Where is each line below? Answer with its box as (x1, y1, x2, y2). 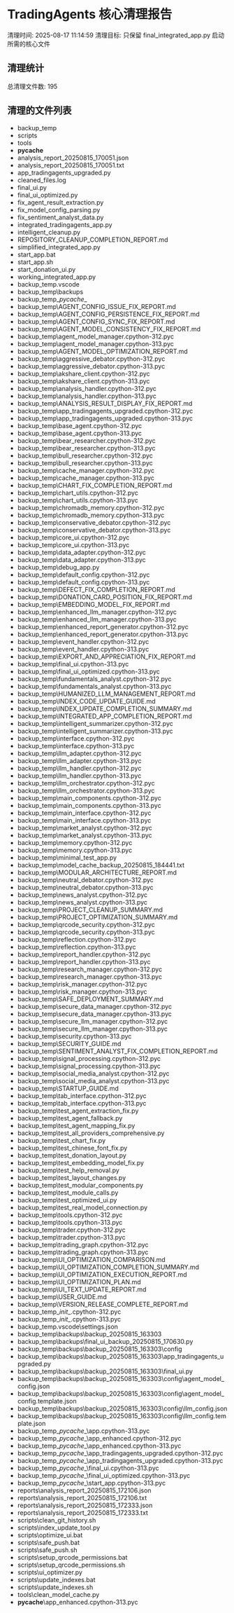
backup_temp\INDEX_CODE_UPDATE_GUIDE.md (17, 696, 156, 705)
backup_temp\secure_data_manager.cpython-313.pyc (17, 1010, 173, 1018)
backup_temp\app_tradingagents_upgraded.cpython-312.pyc (17, 406, 193, 415)
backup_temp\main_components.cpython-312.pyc (17, 793, 162, 802)
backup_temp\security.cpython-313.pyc (17, 1031, 132, 1041)
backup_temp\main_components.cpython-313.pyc (17, 801, 162, 809)
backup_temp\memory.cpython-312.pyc (17, 838, 133, 846)
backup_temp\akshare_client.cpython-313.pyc (17, 376, 150, 385)
